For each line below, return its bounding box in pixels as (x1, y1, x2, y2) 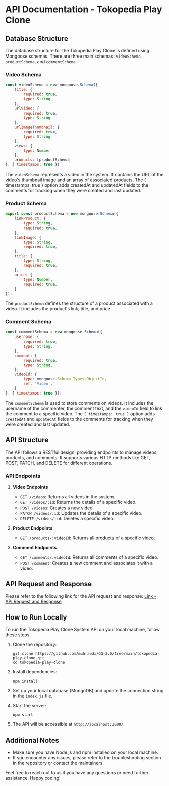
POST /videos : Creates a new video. (20, 504, 94, 511)
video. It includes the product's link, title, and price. (5, 306, 112, 312)
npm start (12, 712, 34, 717)
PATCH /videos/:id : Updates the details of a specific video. (20, 510, 143, 516)
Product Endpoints (12, 525, 53, 531)
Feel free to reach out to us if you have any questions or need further (5, 770, 149, 776)
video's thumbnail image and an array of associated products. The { (5, 177, 146, 183)
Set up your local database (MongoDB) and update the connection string (12, 688, 164, 694)
